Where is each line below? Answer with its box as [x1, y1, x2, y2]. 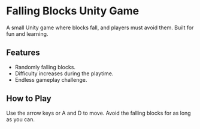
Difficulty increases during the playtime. [14, 70, 114, 77]
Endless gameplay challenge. [14, 76, 87, 83]
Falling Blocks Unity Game [6, 4, 140, 18]
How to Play [6, 94, 52, 104]
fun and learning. [6, 30, 49, 37]
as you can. [6, 115, 35, 123]
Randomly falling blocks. [14, 63, 76, 70]
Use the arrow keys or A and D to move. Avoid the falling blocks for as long [6, 109, 191, 116]
